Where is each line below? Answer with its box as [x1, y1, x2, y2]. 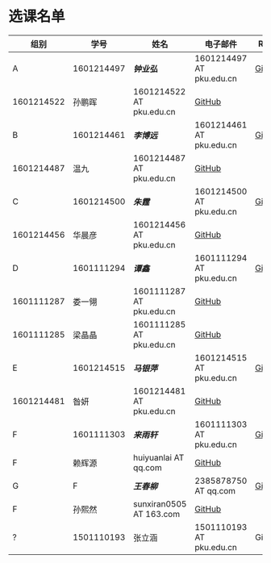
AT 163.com [132, 508, 180, 519]
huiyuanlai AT [132, 452, 185, 463]
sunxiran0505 [132, 498, 187, 509]
